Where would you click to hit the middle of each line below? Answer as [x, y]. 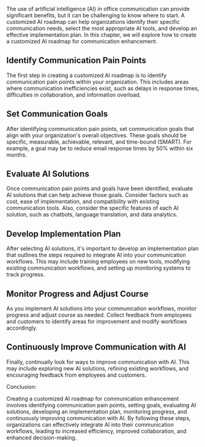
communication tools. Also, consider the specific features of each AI [93, 208]
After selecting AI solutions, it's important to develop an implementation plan [102, 249]
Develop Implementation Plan [64, 234]
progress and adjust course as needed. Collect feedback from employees [99, 315]
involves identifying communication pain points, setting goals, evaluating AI [101, 405]
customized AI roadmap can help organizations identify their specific [93, 22]
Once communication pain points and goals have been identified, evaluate [100, 188]
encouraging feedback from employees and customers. [76, 375]
